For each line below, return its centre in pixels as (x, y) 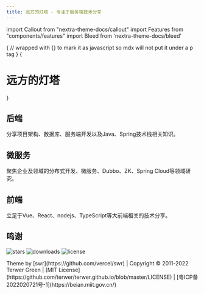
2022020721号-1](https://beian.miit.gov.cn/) (62, 284)
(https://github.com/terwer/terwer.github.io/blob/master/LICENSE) (89, 277)
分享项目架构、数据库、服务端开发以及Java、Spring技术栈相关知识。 (93, 134)
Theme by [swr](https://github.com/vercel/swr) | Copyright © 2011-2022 (97, 263)
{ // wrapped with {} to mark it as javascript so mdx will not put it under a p (100, 47)
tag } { (14, 54)
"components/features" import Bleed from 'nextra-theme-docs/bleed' (94, 36)
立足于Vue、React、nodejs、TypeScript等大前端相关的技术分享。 (89, 215)
